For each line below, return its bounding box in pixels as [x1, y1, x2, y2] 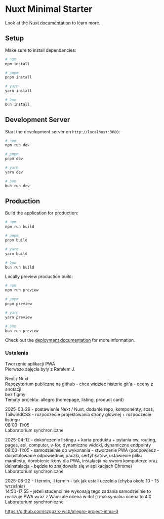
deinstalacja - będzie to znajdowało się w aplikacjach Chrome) [5, 463, 132, 469]
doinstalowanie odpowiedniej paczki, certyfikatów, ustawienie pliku [5, 452, 142, 458]
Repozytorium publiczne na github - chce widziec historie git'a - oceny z [5, 381, 153, 387]
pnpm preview [5, 301, 32, 306]
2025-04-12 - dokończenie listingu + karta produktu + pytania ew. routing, [5, 437, 157, 442]
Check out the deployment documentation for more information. [5, 337, 135, 343]
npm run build [5, 224, 35, 229]
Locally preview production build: [5, 274, 73, 279]
